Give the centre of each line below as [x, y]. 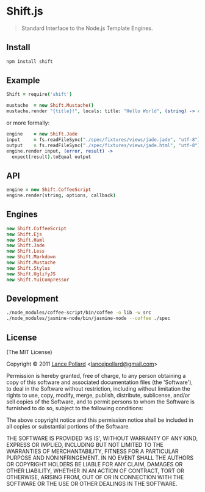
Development [33, 298]
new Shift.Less [26, 251]
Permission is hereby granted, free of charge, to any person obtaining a [96, 375]
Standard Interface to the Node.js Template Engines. [87, 28]
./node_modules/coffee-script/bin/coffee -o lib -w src [79, 313]
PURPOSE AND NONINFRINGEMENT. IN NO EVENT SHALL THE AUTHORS [100, 458]
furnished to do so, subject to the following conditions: [75, 408]
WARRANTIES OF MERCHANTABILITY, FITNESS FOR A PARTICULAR [92, 451]
